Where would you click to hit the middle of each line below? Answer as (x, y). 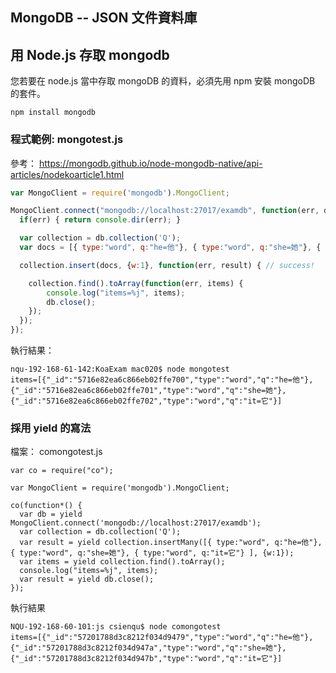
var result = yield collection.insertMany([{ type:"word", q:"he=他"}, (171, 543)
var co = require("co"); (62, 471)
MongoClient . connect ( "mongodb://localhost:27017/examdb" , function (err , (165, 211)
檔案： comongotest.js (56, 452)
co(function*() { (46, 506)
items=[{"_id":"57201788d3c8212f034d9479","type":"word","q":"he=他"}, (162, 638)
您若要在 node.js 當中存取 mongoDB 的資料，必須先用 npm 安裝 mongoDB (163, 81)
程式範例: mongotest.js (67, 140)
